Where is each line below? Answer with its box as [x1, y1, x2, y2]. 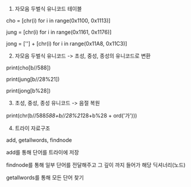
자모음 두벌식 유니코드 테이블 [14, 5, 82, 12]
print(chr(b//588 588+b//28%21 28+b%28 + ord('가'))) [6, 112, 137, 119]
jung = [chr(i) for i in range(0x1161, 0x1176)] [6, 28, 112, 36]
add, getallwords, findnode [6, 137, 73, 144]
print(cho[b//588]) [6, 64, 51, 71]
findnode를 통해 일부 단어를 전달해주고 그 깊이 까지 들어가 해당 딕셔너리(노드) [6, 161, 186, 168]
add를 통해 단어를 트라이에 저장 [6, 149, 79, 156]
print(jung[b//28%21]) [6, 76, 60, 83]
